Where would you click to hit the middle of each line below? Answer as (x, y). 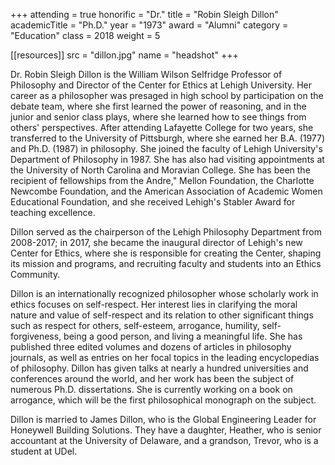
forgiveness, (36, 336)
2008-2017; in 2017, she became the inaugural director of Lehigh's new (156, 242)
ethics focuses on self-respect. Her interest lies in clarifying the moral (154, 304)
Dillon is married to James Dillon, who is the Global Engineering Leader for (163, 419)
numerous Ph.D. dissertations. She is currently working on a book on (151, 389)
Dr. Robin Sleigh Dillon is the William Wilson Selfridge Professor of (146, 74)
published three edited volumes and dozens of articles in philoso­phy (151, 347)
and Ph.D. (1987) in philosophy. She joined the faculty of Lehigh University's (166, 148)
